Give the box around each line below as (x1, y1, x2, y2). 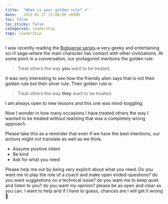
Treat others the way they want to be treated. (17, 91, 113, 96)
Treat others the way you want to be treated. (17, 65, 111, 71)
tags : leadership (5, 31, 42, 36)
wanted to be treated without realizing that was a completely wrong (5, 115, 145, 121)
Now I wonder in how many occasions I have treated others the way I (5, 110, 149, 116)
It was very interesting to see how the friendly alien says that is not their (5, 75, 155, 81)
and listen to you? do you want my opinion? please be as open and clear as (5, 183, 161, 188)
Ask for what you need (12, 156, 60, 162)
